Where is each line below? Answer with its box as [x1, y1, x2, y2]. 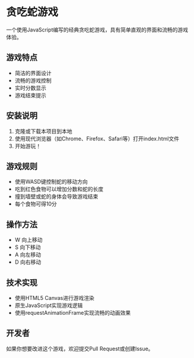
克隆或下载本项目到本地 [14, 127, 72, 135]
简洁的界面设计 [14, 69, 52, 76]
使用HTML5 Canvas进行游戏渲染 [14, 295, 95, 301]
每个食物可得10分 [14, 200, 58, 207]
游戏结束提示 [14, 91, 46, 98]
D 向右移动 [14, 258, 42, 266]
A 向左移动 [14, 251, 42, 258]
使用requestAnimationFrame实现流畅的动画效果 [14, 309, 131, 316]
